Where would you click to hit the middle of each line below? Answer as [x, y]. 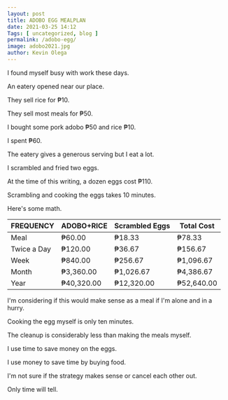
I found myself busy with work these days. [68, 73]
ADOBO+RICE [84, 226]
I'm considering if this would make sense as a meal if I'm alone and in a [110, 300]
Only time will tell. [33, 389]
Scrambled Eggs [142, 226]
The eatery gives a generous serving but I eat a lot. [81, 154]
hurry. [16, 308]
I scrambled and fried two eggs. [53, 167]
